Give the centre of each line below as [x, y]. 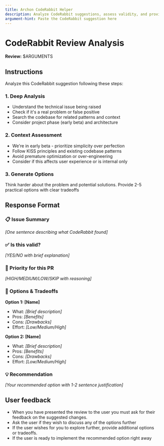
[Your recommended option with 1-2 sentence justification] [64, 385]
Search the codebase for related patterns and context [66, 117]
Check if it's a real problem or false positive [56, 112]
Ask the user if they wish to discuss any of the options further [74, 422]
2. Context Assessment [33, 135]
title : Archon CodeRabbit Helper [39, 10]
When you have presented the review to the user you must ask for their [83, 412]
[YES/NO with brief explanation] [37, 255]
